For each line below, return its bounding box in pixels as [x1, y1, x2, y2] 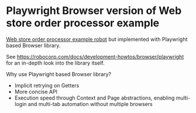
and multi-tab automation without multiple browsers [27, 100, 153, 107]
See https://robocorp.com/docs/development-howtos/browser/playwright [6, 53, 184, 60]
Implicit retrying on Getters [14, 82, 80, 89]
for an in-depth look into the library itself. [6, 59, 105, 66]
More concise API [14, 88, 57, 95]
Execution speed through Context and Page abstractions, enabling [14, 94, 175, 101]
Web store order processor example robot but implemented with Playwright [6, 36, 188, 43]
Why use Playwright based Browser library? [6, 70, 112, 77]
